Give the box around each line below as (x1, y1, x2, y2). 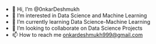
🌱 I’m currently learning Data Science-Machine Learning (11, 18, 151, 25)
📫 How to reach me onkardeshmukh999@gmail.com (11, 32, 143, 38)
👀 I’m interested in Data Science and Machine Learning (11, 12, 148, 19)
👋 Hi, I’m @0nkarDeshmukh (11, 6, 80, 12)
